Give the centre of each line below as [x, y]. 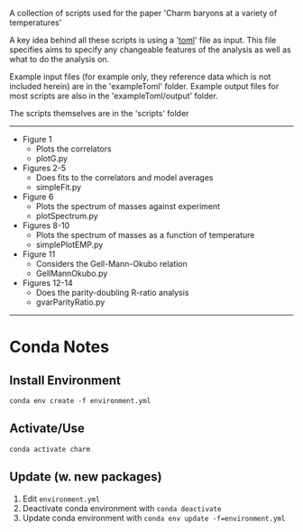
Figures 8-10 [46, 225]
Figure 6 [38, 197]
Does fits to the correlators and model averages [124, 178]
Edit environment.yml [61, 499]
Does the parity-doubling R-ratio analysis [112, 293]
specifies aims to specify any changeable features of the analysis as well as [150, 50]
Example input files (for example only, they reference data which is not [140, 77]
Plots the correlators [73, 149]
